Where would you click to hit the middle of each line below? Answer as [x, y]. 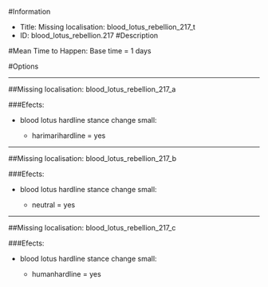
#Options [24, 66]
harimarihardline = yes [69, 136]
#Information [30, 12]
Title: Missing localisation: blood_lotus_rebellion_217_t [107, 27]
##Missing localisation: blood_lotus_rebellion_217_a [92, 89]
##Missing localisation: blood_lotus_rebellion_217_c [92, 228]
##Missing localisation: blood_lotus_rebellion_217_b [93, 158]
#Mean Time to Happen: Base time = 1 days [80, 51]
